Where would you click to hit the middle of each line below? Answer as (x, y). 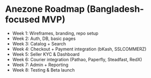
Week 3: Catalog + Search (39, 43)
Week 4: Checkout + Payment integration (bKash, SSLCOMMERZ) (79, 49)
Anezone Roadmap (45, 9)
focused (23, 19)
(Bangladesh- (115, 9)
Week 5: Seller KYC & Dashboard (46, 54)
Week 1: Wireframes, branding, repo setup (55, 33)
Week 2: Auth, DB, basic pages (44, 39)
